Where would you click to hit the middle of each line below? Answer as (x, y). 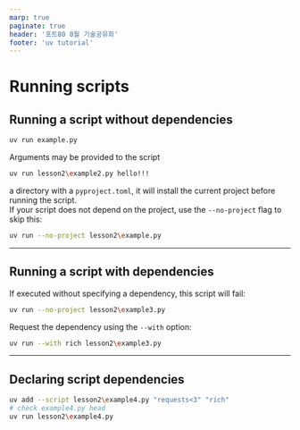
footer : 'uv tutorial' (51, 42)
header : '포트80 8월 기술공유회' (64, 34)
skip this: (26, 219)
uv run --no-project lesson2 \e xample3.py (87, 309)
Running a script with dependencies (112, 272)
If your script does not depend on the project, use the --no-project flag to (146, 210)
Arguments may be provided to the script (85, 157)
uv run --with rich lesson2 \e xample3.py (86, 343)
